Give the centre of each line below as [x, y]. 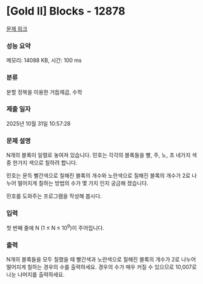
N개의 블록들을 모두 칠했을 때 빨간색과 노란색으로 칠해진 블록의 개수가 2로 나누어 [101, 260]
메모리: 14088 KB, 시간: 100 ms [44, 60]
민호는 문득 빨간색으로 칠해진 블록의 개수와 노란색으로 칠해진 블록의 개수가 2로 [98, 176]
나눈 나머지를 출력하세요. [35, 275]
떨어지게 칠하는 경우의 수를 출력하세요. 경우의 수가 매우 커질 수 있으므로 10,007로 [101, 267]
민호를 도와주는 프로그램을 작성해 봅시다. [54, 196]
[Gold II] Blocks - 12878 [66, 11]
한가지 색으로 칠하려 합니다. [45, 163]
